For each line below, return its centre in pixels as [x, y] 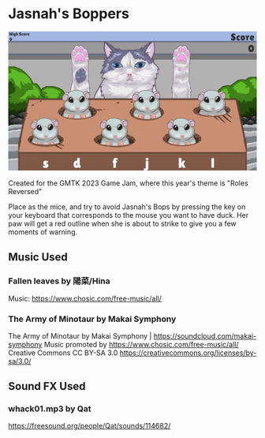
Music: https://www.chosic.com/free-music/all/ [85, 299]
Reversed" [25, 192]
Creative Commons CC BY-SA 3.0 [63, 353]
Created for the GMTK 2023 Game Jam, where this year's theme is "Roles [128, 183]
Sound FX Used [47, 386]
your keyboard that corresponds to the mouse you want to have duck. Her [129, 215]
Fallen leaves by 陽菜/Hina [59, 281]
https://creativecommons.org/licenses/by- [188, 353]
